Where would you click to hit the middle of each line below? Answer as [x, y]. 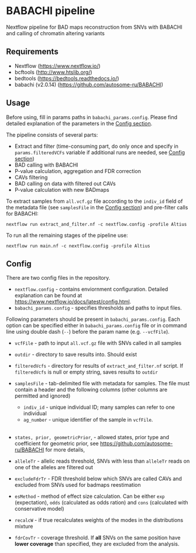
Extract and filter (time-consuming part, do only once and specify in [96, 146]
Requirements [32, 52]
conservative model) [39, 509]
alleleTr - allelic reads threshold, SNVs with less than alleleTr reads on [102, 461]
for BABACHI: [22, 213]
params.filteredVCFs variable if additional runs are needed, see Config [100, 152]
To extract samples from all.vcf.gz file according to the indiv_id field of [94, 201]
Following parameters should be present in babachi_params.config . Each [93, 319]
